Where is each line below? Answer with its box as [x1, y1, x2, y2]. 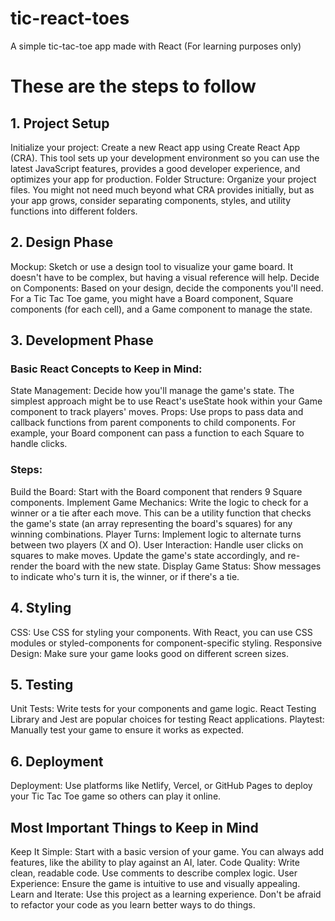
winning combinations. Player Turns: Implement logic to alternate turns [10, 528, 302, 540]
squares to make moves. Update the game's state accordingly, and [10, 549, 286, 561]
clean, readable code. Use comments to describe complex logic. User [10, 867, 298, 879]
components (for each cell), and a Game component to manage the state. [10, 303, 313, 315]
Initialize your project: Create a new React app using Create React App [10, 141, 301, 153]
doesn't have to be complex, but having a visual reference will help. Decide [10, 271, 320, 283]
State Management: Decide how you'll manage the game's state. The [10, 385, 295, 397]
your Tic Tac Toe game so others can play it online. [10, 790, 222, 802]
